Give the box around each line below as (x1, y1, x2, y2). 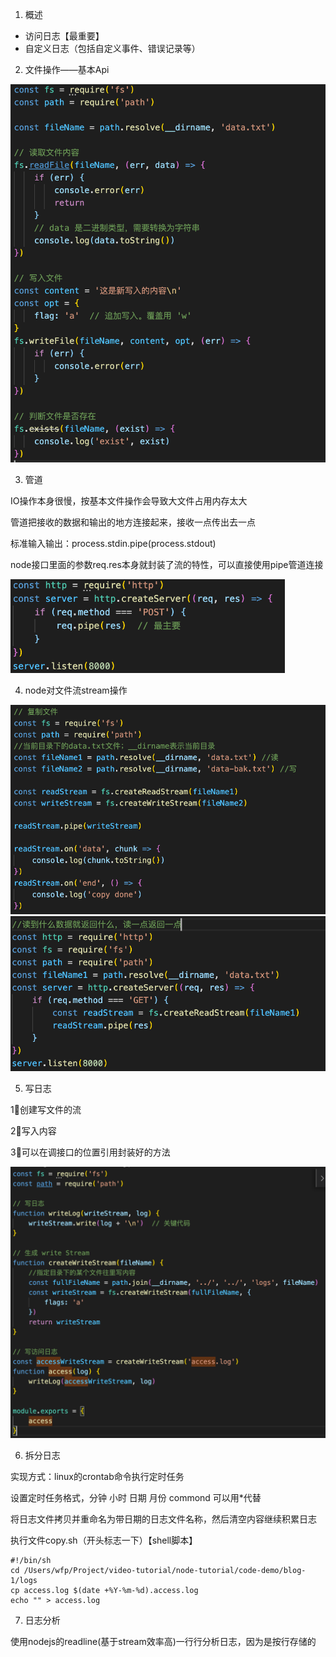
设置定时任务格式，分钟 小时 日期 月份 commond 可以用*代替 (10, 1491, 262, 1503)
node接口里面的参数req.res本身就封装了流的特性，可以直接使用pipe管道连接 (10, 559, 324, 571)
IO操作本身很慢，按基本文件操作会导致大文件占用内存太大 (10, 495, 248, 507)
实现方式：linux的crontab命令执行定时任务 (10, 1470, 185, 1482)
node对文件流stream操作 (24, 684, 128, 697)
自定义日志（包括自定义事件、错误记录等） (24, 43, 201, 54)
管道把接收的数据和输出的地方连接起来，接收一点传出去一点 (10, 516, 256, 528)
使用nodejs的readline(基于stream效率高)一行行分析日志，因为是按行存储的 (10, 1635, 317, 1647)
